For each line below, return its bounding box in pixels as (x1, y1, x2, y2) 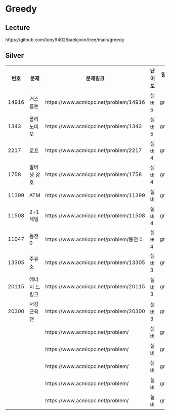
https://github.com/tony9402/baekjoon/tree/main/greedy (5, 36, 125, 43)
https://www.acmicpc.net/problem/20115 (45, 283, 145, 290)
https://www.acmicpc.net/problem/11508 (45, 212, 145, 219)
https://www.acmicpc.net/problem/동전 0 (45, 236, 143, 243)
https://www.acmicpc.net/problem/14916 (45, 98, 145, 105)
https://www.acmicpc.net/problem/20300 (45, 308, 145, 315)
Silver (5, 51, 24, 60)
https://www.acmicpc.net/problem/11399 (45, 192, 145, 199)
